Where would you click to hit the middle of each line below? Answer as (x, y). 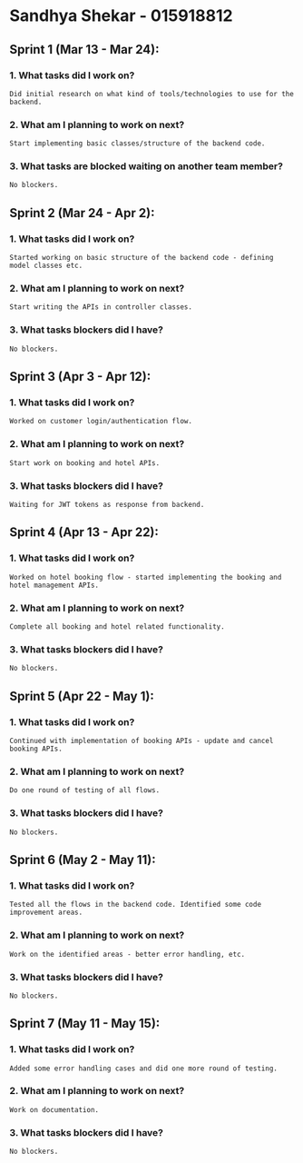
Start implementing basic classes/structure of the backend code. (137, 144)
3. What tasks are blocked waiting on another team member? (147, 166)
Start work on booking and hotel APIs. (85, 463)
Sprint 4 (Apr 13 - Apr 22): (84, 532)
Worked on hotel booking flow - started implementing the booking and (146, 577)
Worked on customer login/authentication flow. (101, 422)
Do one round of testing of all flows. (85, 790)
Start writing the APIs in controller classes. (101, 307)
